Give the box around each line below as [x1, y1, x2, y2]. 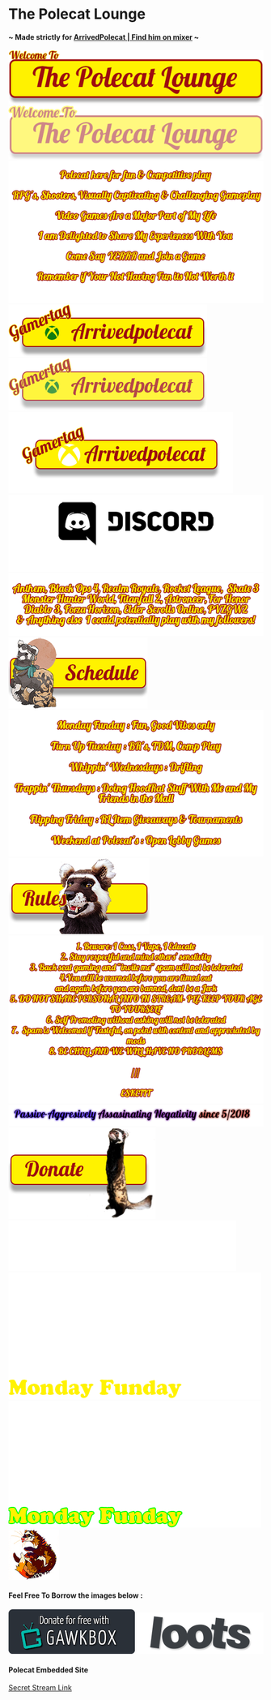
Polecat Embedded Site [8, 1664, 89, 1675]
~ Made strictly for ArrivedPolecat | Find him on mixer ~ [8, 32, 200, 41]
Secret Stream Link [8, 1683, 73, 1693]
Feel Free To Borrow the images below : [8, 1591, 143, 1600]
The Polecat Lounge [8, 5, 146, 24]
